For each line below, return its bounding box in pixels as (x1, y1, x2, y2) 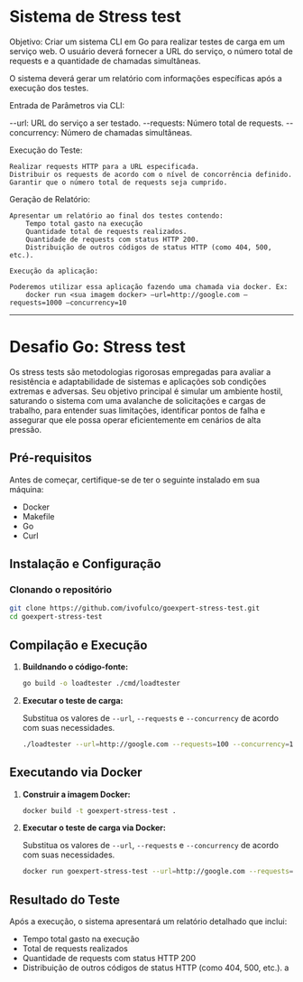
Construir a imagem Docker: (22, 789, 131, 800)
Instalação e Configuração (9, 556, 161, 572)
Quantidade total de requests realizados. (25, 227, 188, 236)
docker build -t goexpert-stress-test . (22, 806, 177, 815)
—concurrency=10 (66, 298, 127, 307)
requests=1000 (9, 298, 63, 307)
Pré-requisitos (9, 450, 93, 466)
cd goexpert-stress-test (9, 613, 103, 622)
